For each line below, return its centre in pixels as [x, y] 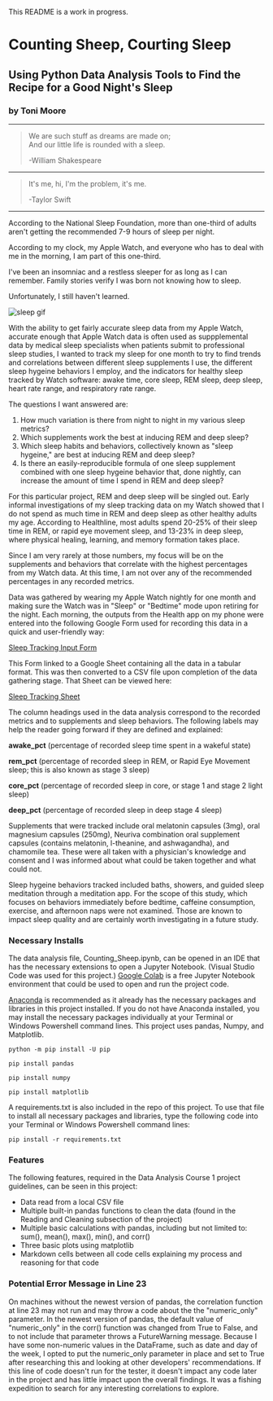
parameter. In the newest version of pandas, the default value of [116, 1319]
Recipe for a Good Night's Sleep [91, 88]
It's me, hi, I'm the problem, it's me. [87, 183]
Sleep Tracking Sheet [44, 696]
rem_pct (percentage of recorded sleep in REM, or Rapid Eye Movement [129, 761]
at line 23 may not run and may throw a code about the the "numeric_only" [133, 1310]
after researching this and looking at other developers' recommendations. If [135, 1362]
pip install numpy [39, 1078]
